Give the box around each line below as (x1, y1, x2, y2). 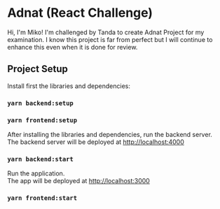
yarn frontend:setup (7, 116, 78, 124)
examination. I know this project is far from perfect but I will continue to (7, 35, 213, 43)
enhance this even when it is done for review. (7, 43, 138, 51)
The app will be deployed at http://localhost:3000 (7, 177, 151, 185)
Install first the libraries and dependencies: (7, 82, 131, 90)
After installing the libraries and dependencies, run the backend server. (7, 130, 212, 138)
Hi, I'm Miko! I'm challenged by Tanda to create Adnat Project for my (7, 28, 205, 36)
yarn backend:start (7, 155, 74, 163)
